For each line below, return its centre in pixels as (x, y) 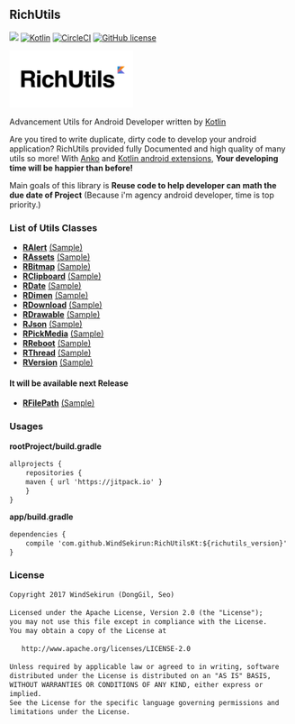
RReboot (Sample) (57, 344)
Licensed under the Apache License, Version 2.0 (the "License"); (136, 612)
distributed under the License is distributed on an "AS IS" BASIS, (140, 675)
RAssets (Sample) (56, 257)
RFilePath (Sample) (58, 403)
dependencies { (38, 534)
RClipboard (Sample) (62, 276)
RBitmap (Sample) (57, 267)
